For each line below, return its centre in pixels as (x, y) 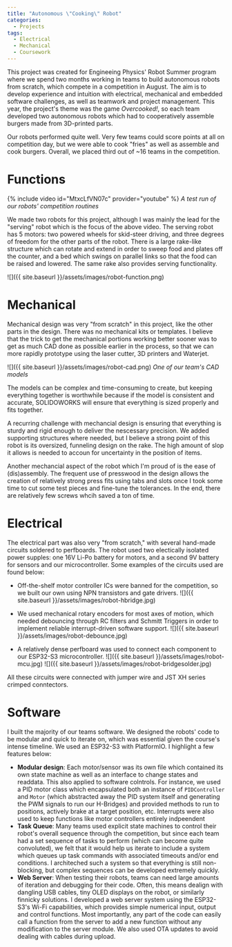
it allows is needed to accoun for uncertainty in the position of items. (105, 452)
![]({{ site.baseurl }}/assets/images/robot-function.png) (86, 277)
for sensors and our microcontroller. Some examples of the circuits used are (115, 564)
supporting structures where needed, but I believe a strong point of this (109, 438)
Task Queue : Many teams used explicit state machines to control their (117, 826)
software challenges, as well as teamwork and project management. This (111, 101)
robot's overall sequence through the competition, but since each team (118, 833)
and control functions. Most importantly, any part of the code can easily (119, 914)
